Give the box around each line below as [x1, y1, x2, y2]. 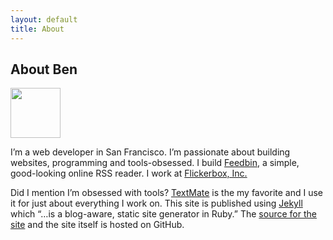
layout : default [10, 14, 78, 25]
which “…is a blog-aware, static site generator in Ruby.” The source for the [10, 208, 317, 220]
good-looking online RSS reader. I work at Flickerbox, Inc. [10, 167, 248, 180]
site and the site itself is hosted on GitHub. [10, 219, 185, 231]
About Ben [10, 61, 78, 78]
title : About [10, 24, 65, 34]
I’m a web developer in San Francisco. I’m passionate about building [10, 146, 291, 158]
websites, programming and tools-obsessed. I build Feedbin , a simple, [10, 157, 300, 169]
